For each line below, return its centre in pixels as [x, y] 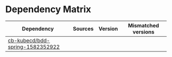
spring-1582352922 [34, 47]
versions [144, 32]
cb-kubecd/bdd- [29, 40]
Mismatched [144, 25]
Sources [83, 28]
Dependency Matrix [48, 9]
